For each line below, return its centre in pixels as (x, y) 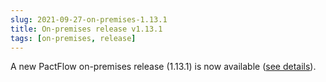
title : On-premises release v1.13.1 (86, 29)
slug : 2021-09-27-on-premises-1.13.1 (89, 19)
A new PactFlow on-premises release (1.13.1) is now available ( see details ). (163, 67)
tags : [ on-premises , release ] (73, 38)
